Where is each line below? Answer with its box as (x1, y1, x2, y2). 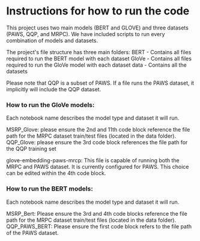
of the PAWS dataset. (6, 229, 59, 236)
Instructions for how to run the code (6, 4, 190, 18)
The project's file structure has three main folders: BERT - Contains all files (6, 48, 192, 55)
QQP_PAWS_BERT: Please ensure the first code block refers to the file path (6, 222, 192, 230)
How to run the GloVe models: (6, 100, 95, 109)
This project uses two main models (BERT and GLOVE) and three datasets (6, 24, 189, 31)
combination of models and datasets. (6, 37, 98, 44)
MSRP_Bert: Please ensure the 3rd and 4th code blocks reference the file (6, 210, 187, 217)
